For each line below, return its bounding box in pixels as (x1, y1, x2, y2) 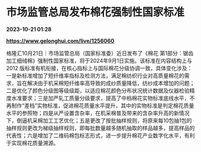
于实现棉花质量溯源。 (6, 139, 59, 147)
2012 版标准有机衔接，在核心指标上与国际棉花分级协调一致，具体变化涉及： (6, 64, 193, 72)
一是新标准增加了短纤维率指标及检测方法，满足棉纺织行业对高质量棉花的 (6, 72, 184, 79)
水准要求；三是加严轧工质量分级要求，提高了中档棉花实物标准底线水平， (11, 94, 190, 102)
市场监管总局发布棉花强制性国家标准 (6, 5, 185, 19)
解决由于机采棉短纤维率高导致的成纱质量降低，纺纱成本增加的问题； (26, 79, 195, 87)
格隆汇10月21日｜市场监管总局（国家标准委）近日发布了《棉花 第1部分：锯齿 (6, 49, 194, 57)
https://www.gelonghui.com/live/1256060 (6, 37, 115, 44)
